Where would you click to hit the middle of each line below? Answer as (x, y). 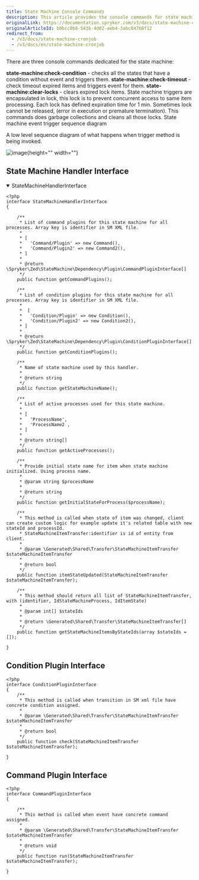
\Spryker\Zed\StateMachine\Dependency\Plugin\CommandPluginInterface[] (96, 269)
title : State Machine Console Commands (55, 12)
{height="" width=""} (53, 152)
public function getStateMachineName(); (67, 388)
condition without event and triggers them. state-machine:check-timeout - (99, 79)
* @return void (38, 846)
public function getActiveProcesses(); (66, 450)
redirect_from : (25, 34)
